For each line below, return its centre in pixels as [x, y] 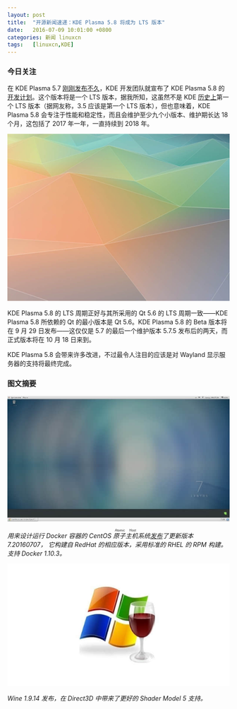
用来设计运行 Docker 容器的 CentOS [59, 535]
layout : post [26, 15]
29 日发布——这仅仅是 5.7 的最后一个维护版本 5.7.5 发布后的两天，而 [128, 331]
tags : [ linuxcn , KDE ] [41, 45]
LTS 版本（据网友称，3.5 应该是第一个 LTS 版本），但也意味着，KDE [113, 106]
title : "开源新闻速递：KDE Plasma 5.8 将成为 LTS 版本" [86, 22]
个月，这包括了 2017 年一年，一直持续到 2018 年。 [80, 124]
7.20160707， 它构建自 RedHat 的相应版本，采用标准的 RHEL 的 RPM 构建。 [117, 544]
